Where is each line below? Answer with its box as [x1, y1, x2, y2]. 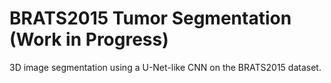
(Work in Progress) [9, 28, 169, 51]
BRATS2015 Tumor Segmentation [9, 7, 292, 30]
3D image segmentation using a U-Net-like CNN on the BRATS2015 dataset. [9, 61, 322, 73]
